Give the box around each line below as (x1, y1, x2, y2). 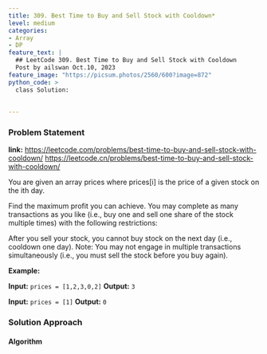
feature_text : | (8, 49, 62, 57)
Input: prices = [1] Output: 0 (8, 297, 107, 307)
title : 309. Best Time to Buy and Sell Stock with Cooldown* (8, 11, 216, 20)
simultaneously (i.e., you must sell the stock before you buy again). (8, 250, 229, 260)
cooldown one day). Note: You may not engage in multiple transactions (8, 242, 241, 252)
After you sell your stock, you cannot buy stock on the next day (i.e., (8, 234, 233, 243)
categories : (8, 26, 48, 34)
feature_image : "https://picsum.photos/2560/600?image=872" (8, 71, 213, 79)
